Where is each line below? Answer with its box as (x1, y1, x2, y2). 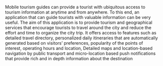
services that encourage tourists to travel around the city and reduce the (5, 25, 152, 31)
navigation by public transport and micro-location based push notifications (5, 50, 156, 56)
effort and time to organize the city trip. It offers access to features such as (5, 30, 157, 35)
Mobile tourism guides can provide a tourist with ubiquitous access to (5, 4, 145, 10)
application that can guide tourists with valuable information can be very (5, 15, 151, 20)
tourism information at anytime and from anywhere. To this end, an (5, 9, 140, 15)
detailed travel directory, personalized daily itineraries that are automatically (5, 35, 158, 41)
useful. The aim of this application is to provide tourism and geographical (5, 19, 153, 25)
